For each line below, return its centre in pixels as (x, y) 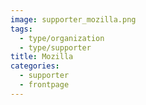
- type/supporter (55, 47)
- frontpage (44, 85)
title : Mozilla (42, 57)
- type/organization (62, 38)
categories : (35, 66)
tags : (21, 29)
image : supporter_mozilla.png (73, 19)
